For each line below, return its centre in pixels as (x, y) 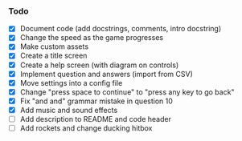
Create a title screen (53, 56)
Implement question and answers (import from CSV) (106, 74)
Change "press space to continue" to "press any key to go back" (127, 92)
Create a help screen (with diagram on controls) (99, 65)
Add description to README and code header (95, 119)
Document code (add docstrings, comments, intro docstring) (121, 29)
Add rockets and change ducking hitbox (86, 128)
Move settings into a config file (71, 83)
